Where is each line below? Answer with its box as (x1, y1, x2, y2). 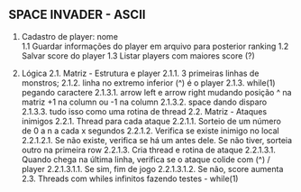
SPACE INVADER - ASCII (8, 7, 146, 23)
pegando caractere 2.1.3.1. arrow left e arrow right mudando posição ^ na (21, 87, 292, 97)
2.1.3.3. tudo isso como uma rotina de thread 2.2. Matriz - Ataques (21, 105, 268, 116)
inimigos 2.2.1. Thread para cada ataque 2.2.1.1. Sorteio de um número (21, 115, 281, 126)
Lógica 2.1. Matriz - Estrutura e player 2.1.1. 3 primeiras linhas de (21, 68, 260, 78)
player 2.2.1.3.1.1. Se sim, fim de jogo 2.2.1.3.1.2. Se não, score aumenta (21, 163, 284, 174)
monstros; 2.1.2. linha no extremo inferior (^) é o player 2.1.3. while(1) (21, 77, 276, 88)
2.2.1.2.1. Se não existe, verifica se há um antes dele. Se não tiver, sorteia (21, 134, 293, 145)
